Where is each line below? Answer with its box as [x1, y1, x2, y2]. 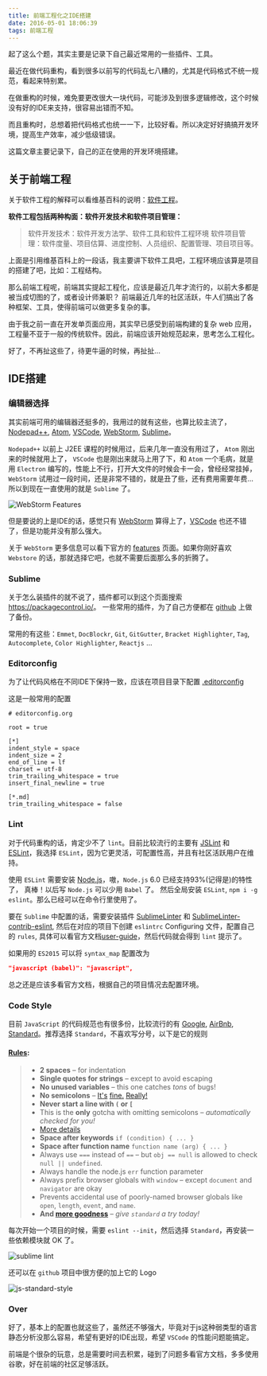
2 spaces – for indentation [39, 1066, 126, 1075]
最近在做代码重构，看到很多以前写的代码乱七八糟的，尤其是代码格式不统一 [8, 66, 252, 76]
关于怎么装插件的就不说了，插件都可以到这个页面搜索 [8, 592, 183, 602]
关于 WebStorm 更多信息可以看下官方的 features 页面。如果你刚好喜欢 [8, 543, 232, 552]
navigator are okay [39, 1183, 103, 1194]
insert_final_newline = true [8, 779, 105, 788]
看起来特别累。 [21, 76, 72, 86]
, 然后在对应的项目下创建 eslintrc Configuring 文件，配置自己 [52, 921, 255, 931]
